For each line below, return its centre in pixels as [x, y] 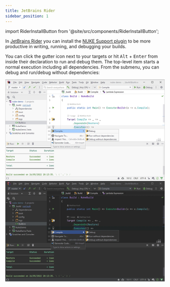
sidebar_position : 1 [27, 16]
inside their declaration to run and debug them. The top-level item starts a [82, 61]
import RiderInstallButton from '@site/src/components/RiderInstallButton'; [82, 31]
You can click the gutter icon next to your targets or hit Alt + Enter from [81, 56]
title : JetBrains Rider [30, 11]
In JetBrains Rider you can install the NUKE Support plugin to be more [78, 41]
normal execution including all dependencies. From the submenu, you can [82, 67]
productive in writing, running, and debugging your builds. [66, 46]
